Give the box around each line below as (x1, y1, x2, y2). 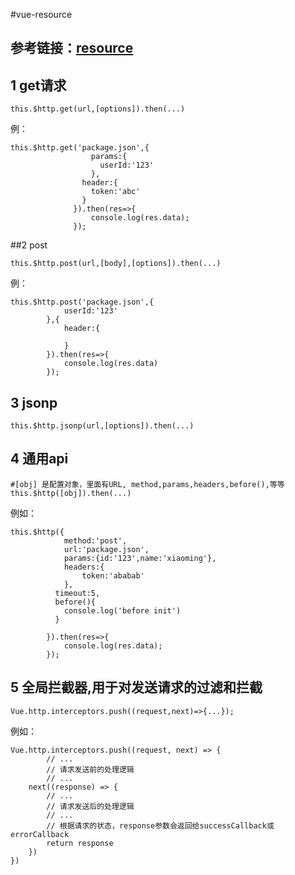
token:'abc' (90, 187, 141, 197)
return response (46, 838, 114, 848)
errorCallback (10, 829, 70, 839)
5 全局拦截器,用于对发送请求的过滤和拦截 (10, 679, 263, 696)
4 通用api (10, 450, 69, 468)
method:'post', (63, 535, 128, 546)
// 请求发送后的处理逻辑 (46, 801, 135, 811)
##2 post (10, 239, 48, 251)
